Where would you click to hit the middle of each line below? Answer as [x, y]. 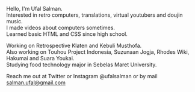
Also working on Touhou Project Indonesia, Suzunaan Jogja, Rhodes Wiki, [98, 52]
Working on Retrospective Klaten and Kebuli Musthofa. [74, 45]
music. [14, 21]
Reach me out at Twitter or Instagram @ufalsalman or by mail [82, 76]
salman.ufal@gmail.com [36, 82]
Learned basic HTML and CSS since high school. [67, 34]
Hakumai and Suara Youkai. [40, 58]
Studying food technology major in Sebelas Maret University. [82, 65]
